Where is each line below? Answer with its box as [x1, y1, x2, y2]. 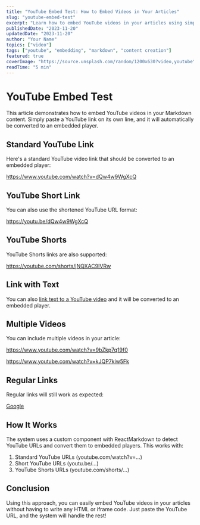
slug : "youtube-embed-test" [6, 14, 76, 20]
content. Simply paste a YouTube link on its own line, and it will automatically [6, 116, 194, 123]
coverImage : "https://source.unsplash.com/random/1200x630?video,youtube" [6, 58, 196, 64]
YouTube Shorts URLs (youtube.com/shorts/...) [14, 466, 130, 473]
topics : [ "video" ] [6, 42, 52, 48]
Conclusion [6, 483, 50, 493]
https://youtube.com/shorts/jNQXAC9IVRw [6, 262, 111, 269]
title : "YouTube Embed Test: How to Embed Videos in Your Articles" [6, 8, 180, 15]
